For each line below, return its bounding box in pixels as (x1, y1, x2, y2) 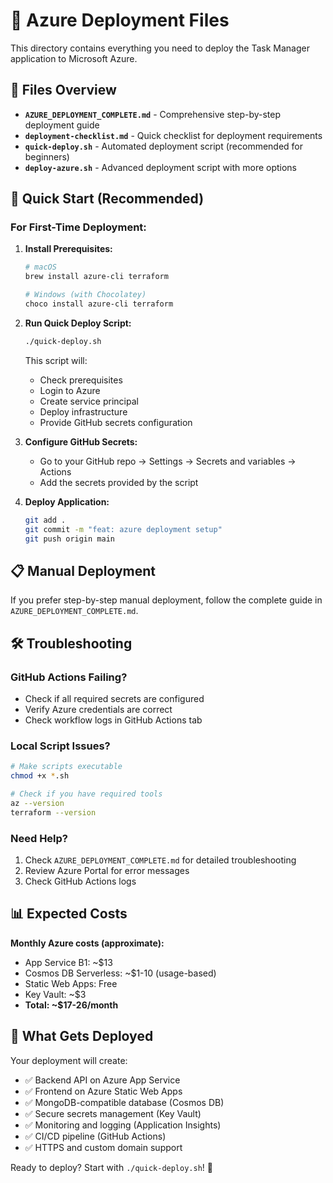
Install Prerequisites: (24, 243, 113, 255)
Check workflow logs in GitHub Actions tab (24, 714, 203, 726)
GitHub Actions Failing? (10, 670, 128, 684)
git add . (24, 515, 67, 525)
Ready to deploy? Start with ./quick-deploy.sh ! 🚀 (10, 1161, 213, 1173)
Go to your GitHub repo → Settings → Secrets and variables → (39, 455, 297, 467)
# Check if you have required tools (10, 789, 163, 799)
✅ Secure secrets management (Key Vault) (24, 1107, 202, 1119)
